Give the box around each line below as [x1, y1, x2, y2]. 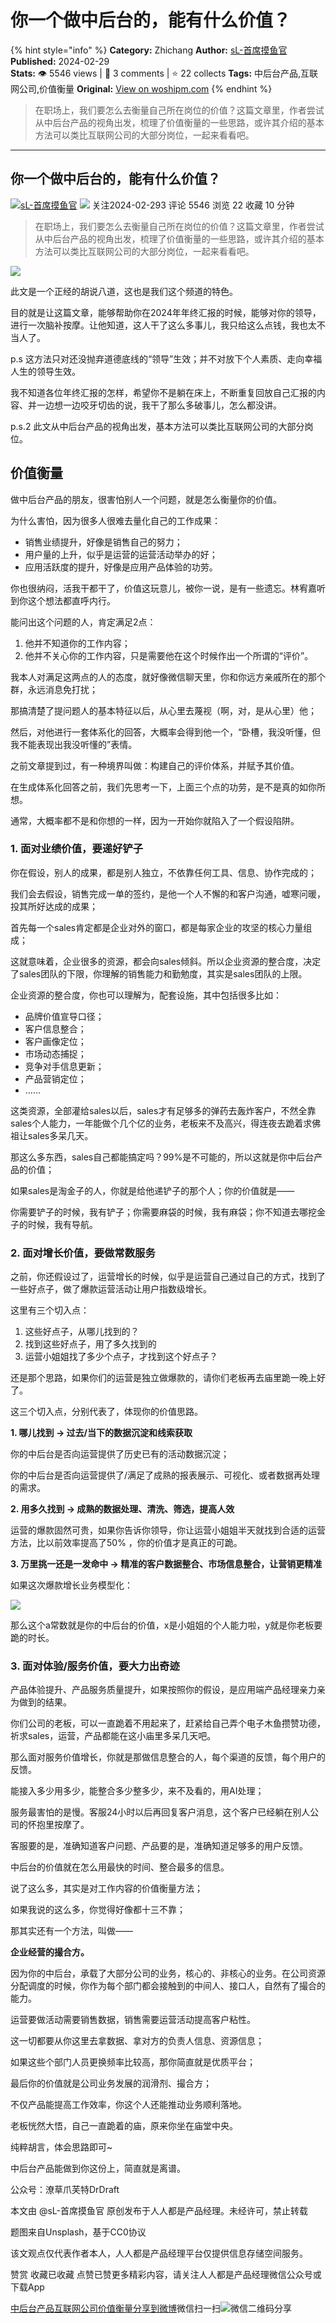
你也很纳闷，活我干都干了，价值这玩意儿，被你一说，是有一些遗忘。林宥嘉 [10, 582, 317, 594]
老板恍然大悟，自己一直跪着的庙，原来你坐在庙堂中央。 [10, 2120, 238, 2132]
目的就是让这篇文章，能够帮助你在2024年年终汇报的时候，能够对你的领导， [10, 306, 322, 318]
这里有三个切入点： [10, 1304, 90, 1316]
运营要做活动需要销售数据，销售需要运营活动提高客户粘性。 [10, 2014, 256, 2026]
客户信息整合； [24, 1022, 87, 1035]
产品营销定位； [24, 1072, 87, 1085]
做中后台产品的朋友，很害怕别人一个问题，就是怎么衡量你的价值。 [10, 493, 282, 505]
